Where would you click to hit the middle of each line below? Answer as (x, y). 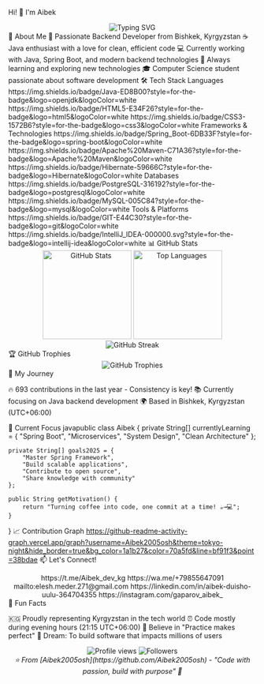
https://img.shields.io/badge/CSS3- (188, 117)
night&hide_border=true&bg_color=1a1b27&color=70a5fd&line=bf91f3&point (131, 551)
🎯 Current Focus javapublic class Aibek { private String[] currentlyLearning (129, 428)
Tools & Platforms (160, 209)
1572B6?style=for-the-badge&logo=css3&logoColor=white (104, 125)
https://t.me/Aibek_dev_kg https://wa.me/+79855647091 (132, 578)
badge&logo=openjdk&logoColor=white (73, 100)
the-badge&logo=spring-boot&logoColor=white (86, 142)
